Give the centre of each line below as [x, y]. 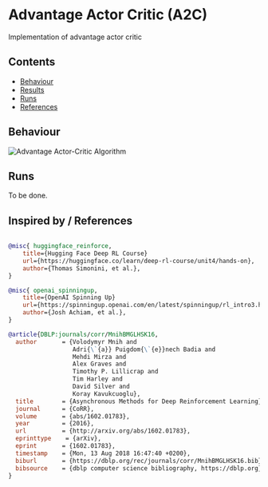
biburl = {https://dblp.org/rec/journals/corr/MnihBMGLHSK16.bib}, [140, 461]
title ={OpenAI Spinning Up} [69, 297]
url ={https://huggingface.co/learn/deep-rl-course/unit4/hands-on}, [139, 261]
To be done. [28, 196]
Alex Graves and [99, 364]
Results [32, 90]
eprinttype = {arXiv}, [59, 439]
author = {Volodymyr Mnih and [76, 341]
